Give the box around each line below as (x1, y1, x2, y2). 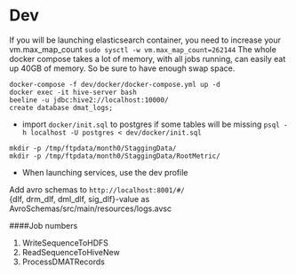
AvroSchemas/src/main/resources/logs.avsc (9, 203, 172, 214)
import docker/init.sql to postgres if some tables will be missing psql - (21, 119, 288, 129)
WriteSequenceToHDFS (21, 237, 109, 248)
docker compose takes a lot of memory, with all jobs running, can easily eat (9, 53, 286, 64)
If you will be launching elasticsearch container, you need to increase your (9, 35, 282, 45)
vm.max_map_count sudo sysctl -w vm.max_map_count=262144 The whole (9, 43, 277, 54)
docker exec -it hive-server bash (9, 88, 138, 97)
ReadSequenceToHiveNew (21, 247, 120, 257)
